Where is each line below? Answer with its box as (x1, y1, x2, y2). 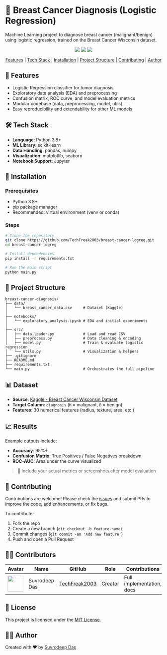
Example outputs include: (5, 438, 57, 444)
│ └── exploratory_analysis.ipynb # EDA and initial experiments (5, 319, 148, 324)
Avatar (7, 565, 24, 572)
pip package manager (12, 204, 58, 210)
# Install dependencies (5, 252, 55, 257)
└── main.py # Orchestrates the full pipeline (5, 366, 155, 371)
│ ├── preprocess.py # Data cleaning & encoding (5, 336, 141, 341)
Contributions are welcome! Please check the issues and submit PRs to (5, 495, 151, 501)
